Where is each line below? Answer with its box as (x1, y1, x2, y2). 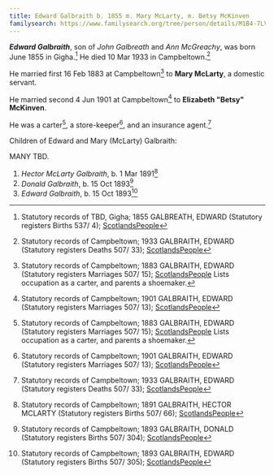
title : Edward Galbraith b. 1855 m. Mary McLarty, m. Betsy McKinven (9, 11, 250, 20)
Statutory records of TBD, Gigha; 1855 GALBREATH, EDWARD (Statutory (20, 212, 263, 222)
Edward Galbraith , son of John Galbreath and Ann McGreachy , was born (9, 41, 256, 51)
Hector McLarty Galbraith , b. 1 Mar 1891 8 (20, 167, 159, 179)
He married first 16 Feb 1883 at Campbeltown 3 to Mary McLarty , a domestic (9, 67, 265, 78)
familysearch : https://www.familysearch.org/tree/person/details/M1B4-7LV (9, 19, 268, 28)
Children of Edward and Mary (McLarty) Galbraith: (9, 136, 177, 146)
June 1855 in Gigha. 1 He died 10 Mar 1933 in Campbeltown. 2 (9, 50, 211, 62)
